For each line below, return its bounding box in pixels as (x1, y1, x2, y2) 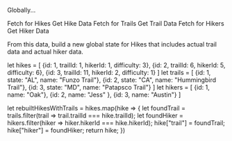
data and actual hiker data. (7, 48, 83, 56)
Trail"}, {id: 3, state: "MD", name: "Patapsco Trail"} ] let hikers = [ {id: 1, (7, 83, 210, 91)
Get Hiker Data (7, 27, 50, 35)
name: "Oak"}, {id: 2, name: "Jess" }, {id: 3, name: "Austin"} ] (7, 90, 181, 99)
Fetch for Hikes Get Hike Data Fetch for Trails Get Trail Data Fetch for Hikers (7, 19, 224, 27)
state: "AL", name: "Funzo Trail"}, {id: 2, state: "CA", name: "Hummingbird (7, 76, 217, 84)
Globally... (7, 6, 36, 14)
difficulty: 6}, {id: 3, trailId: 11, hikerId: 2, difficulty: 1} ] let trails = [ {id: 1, (7, 69, 211, 76)
